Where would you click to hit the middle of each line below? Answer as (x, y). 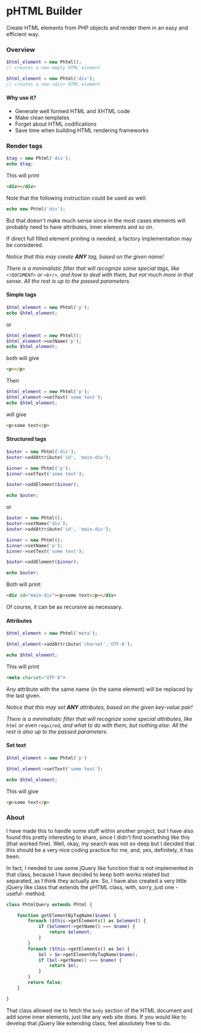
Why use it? (21, 98)
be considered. (25, 245)
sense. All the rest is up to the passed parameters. (68, 281)
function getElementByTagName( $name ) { (67, 915)
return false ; (45, 982)
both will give (23, 358)
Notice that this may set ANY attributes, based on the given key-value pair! (100, 707)
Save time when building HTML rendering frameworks (82, 130)
